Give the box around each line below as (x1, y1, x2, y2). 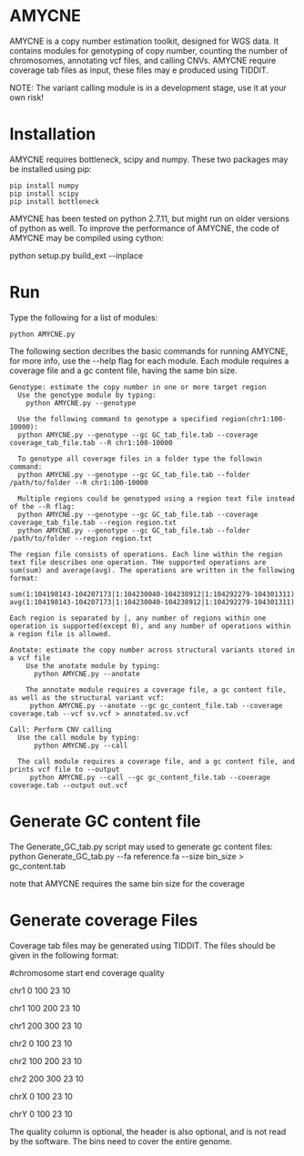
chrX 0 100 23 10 (9, 1090, 73, 1101)
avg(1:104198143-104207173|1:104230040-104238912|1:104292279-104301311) (9, 597, 296, 606)
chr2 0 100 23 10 (9, 1038, 73, 1049)
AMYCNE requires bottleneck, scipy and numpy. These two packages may (9, 154, 289, 165)
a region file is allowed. (9, 629, 112, 638)
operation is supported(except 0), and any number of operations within (9, 621, 291, 631)
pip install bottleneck (9, 197, 100, 206)
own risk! (9, 92, 44, 103)
